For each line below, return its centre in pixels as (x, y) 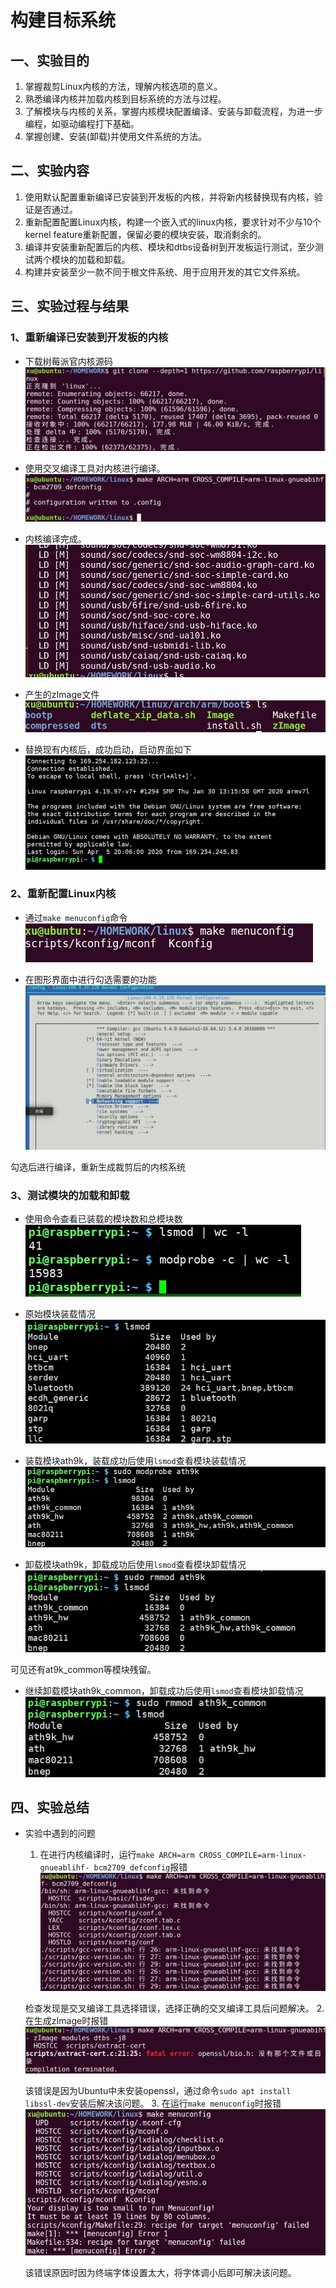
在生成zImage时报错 (66, 2021)
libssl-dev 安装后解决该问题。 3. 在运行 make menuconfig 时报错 (153, 2103)
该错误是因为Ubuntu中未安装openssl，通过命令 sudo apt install (158, 2090)
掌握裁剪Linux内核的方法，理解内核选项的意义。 (123, 86)
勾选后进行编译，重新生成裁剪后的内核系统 (98, 1167)
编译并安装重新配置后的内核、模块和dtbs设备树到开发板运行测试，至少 (170, 247)
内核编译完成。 (55, 539)
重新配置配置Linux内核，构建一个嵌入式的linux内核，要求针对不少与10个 (173, 222)
